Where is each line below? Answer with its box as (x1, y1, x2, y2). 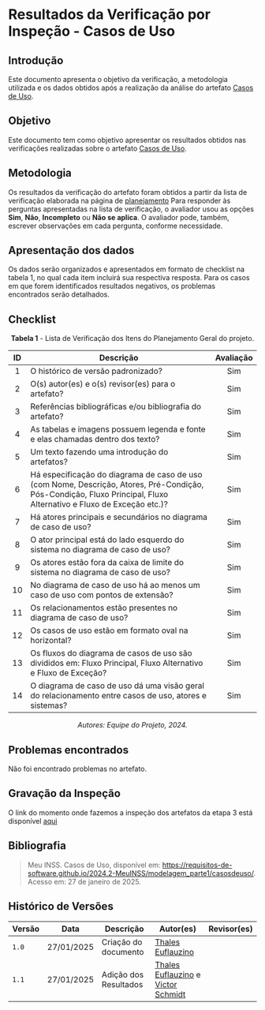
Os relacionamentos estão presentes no (30, 602, 178, 613)
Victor (155, 978, 177, 989)
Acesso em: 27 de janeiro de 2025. (27, 877, 142, 886)
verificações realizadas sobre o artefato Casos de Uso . (8, 144, 187, 153)
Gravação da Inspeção (8, 787, 121, 800)
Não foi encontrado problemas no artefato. (8, 764, 147, 774)
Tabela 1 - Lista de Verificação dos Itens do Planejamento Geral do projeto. (10, 334, 255, 343)
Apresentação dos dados (8, 244, 135, 257)
